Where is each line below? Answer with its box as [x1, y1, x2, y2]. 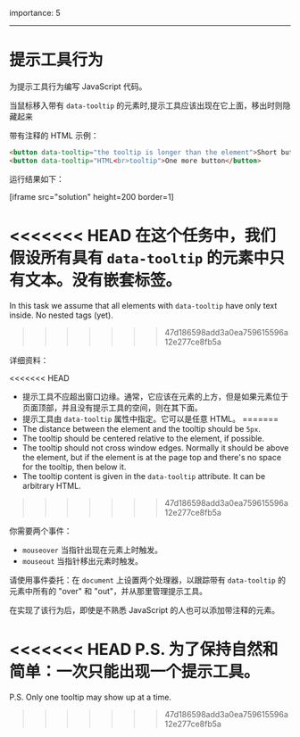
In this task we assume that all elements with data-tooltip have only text [9, 300, 278, 311]
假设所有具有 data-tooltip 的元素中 [9, 247, 270, 268]
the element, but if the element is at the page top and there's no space [21, 451, 282, 462]
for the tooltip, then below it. [21, 461, 127, 472]
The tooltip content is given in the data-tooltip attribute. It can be [21, 470, 266, 481]
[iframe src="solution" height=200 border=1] [9, 191, 174, 202]
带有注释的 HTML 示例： [9, 129, 99, 141]
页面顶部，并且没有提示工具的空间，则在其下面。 [21, 402, 203, 413]
